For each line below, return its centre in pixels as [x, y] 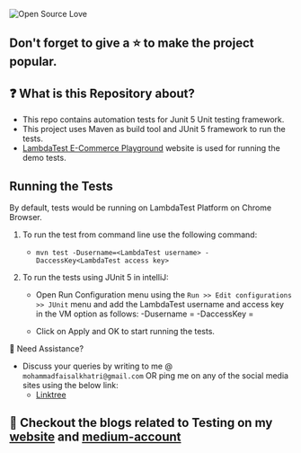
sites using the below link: [70, 386]
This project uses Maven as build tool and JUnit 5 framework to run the [154, 129]
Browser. [26, 218]
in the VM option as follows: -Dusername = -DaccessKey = [145, 314]
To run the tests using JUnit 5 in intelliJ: [95, 278]
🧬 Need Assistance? [46, 349]
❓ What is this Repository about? [102, 93]
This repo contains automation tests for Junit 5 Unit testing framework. [153, 120]
